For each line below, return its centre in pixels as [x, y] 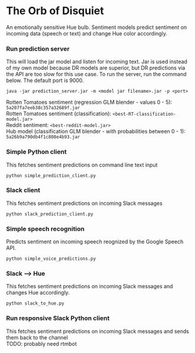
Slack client [23, 190]
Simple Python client [36, 152]
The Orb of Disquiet [55, 11]
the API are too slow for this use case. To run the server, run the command [96, 74]
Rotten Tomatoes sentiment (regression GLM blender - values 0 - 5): [89, 102]
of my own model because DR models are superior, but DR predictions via [96, 68]
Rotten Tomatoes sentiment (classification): [59, 114]
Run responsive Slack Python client [58, 318]
